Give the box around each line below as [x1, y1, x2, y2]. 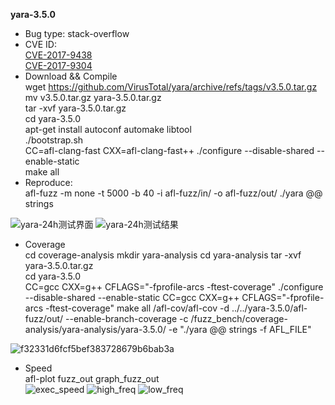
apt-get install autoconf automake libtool [24, 124, 192, 135]
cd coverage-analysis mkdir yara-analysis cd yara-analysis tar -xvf [24, 249, 302, 261]
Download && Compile [24, 70, 118, 82]
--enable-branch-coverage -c [65, 313, 189, 324]
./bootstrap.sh [24, 134, 84, 146]
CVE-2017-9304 [24, 60, 93, 71]
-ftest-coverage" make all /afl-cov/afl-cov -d [45, 302, 230, 314]
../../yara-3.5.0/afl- [231, 302, 308, 314]
